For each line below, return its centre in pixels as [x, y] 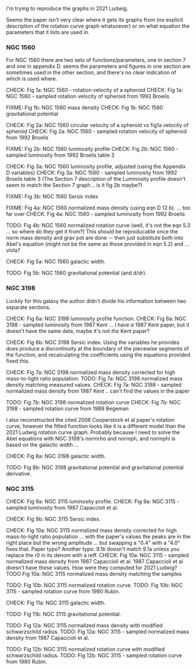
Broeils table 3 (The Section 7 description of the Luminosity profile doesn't [96, 179]
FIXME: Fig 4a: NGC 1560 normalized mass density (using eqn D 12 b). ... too [98, 208]
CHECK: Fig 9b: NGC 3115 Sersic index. [54, 519]
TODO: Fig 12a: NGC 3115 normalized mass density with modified [84, 625]
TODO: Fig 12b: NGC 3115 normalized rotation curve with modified [85, 649]
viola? [13, 250]
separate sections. [28, 307]
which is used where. [32, 79]
